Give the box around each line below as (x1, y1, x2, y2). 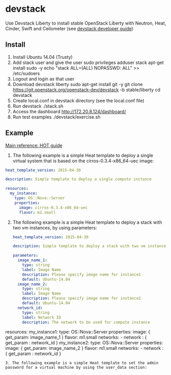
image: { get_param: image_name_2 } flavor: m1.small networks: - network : (5, 345, 164, 351)
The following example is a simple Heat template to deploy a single (12, 152, 153, 158)
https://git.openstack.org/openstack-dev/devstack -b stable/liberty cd (12, 87, 161, 93)
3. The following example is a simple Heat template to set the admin (5, 361, 159, 366)
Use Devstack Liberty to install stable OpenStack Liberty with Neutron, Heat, (5, 20, 166, 26)
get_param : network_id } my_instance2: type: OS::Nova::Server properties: (5, 340, 163, 346)
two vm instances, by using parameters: (12, 224, 97, 231)
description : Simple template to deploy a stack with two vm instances (12, 244, 168, 249)
